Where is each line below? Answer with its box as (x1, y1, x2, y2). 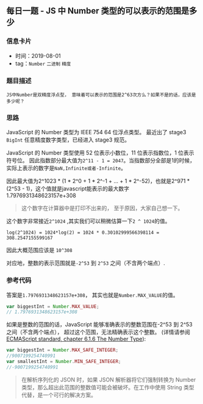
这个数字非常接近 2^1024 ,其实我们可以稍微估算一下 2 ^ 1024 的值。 (6, 217, 171, 225)
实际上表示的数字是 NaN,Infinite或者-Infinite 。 (6, 164, 127, 172)
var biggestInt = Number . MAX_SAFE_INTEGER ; (6, 347, 119, 353)
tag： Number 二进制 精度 (15, 60, 71, 67)
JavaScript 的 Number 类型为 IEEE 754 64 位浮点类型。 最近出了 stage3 (6, 129, 187, 136)
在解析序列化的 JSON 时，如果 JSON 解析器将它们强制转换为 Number (21, 376, 196, 383)
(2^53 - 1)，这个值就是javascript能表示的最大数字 (6, 185, 130, 192)
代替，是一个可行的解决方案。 (21, 391, 96, 399)
